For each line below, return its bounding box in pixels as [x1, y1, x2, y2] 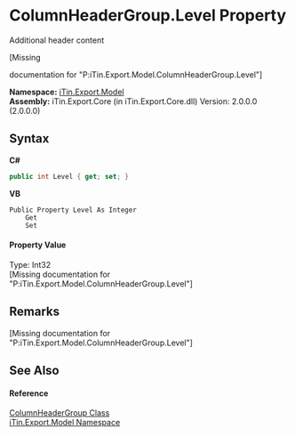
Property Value [9, 239, 67, 250]
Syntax [9, 131, 50, 147]
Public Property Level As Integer [9, 206, 138, 214]
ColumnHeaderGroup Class [9, 408, 110, 418]
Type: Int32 [9, 259, 52, 270]
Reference [9, 388, 49, 399]
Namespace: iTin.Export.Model [9, 86, 124, 97]
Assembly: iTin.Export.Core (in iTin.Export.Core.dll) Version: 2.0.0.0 [9, 95, 258, 107]
